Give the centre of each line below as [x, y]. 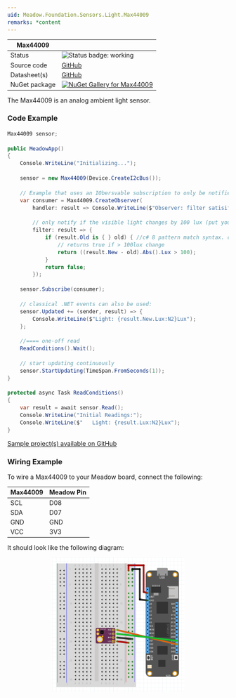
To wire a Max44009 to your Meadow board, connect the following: [105, 477]
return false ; [65, 267]
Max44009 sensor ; [33, 133]
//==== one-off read [50, 341]
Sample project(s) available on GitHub [62, 443]
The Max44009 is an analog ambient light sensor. [79, 100]
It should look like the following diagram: [66, 547]
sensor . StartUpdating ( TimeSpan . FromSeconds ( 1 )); [92, 371]
